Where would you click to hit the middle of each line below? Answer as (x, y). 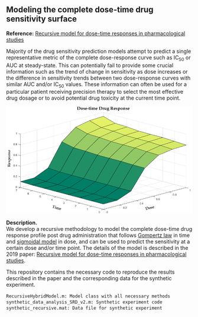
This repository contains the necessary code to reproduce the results (91, 272)
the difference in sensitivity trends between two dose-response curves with (98, 78)
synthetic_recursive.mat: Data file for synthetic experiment (84, 308)
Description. (22, 223)
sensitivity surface (42, 19)
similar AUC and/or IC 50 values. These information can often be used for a (97, 85)
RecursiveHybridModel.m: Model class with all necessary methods (88, 296)
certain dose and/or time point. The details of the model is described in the (97, 248)
